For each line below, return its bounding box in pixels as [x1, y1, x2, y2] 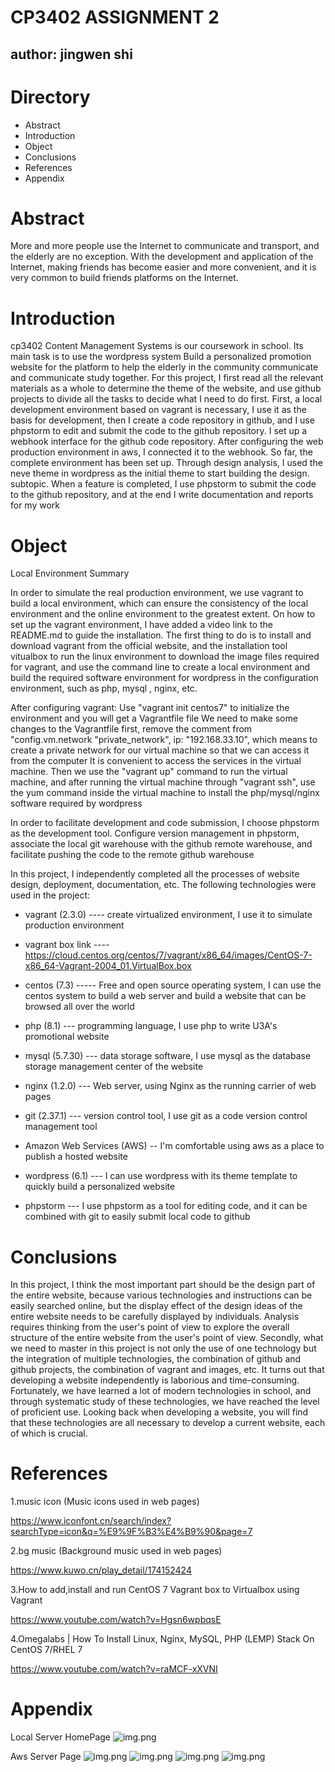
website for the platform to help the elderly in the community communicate [10, 361, 319, 373]
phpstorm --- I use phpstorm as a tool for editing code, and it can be [24, 1200, 308, 1212]
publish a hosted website [24, 1151, 128, 1163]
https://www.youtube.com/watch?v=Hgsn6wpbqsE [10, 1614, 222, 1626]
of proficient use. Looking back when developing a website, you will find [10, 1406, 309, 1418]
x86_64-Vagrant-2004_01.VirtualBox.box [24, 960, 192, 972]
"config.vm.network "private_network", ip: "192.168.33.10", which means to [10, 734, 318, 746]
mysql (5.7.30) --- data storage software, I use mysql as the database [24, 1050, 312, 1062]
